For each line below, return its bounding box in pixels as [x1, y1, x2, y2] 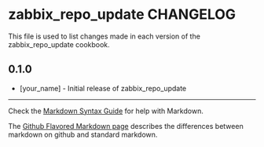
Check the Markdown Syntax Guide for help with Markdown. [8, 106, 204, 116]
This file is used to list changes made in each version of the [8, 31, 200, 41]
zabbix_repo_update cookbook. [8, 39, 110, 49]
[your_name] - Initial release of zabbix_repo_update [19, 83, 187, 93]
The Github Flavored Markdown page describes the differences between [8, 121, 244, 130]
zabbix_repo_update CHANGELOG [8, 6, 236, 24]
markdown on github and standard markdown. [8, 130, 158, 139]
